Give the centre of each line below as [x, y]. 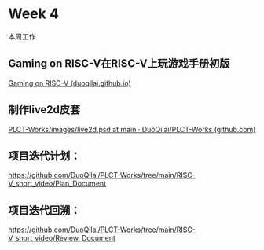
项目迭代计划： [44, 155]
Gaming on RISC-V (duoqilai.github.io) [70, 83]
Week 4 [33, 14]
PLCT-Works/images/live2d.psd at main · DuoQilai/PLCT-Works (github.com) [132, 129]
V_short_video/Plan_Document [57, 184]
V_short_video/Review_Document [62, 238]
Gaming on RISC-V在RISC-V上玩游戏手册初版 [119, 64]
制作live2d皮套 [44, 110]
